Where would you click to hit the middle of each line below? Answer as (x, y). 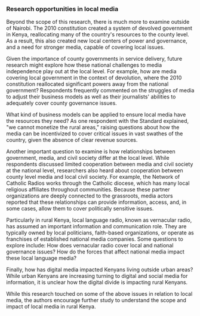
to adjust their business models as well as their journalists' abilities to (91, 97)
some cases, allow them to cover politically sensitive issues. (80, 209)
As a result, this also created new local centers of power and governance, (97, 41)
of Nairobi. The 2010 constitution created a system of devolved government (99, 28)
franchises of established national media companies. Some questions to (95, 239)
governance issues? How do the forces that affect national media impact (96, 252)
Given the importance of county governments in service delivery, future (94, 59)
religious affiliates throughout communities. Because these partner (88, 190)
